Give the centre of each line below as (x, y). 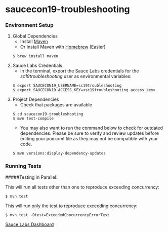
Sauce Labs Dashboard (30, 224)
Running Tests (23, 166)
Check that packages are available (56, 105)
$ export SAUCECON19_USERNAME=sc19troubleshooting (67, 86)
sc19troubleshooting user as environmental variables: (76, 76)
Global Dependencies (35, 36)
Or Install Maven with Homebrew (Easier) (63, 47)
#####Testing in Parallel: (31, 177)
